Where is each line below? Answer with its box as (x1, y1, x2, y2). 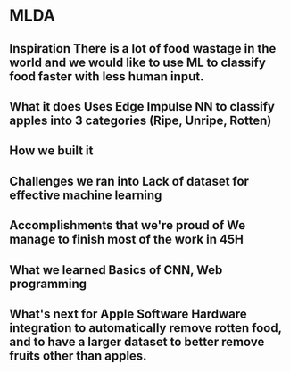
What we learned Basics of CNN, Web (9, 262, 223, 277)
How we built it (9, 144, 94, 159)
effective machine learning (9, 187, 162, 203)
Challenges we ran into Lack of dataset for (9, 173, 250, 188)
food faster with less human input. (9, 69, 204, 84)
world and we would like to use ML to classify (9, 54, 266, 70)
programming (9, 276, 87, 291)
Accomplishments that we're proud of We (9, 218, 246, 233)
